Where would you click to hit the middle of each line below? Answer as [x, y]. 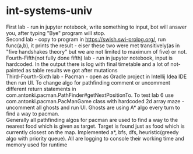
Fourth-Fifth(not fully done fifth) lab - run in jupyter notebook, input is [90, 58]
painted [15, 70]
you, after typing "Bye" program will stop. [56, 33]
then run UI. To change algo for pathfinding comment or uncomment [88, 82]
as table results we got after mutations [71, 70]
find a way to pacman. [33, 113]
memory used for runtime [37, 145]
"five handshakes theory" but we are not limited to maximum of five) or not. [97, 51]
